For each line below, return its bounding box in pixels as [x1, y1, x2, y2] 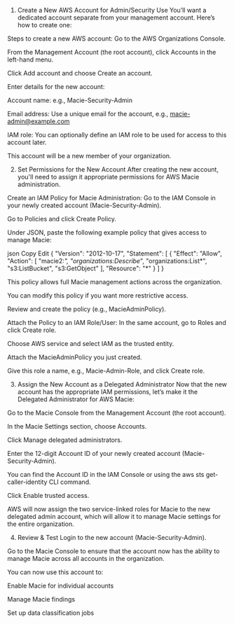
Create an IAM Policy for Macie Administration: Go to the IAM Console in [7, 194, 216, 202]
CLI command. [48, 478, 91, 486]
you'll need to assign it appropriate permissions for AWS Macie [17, 173, 200, 181]
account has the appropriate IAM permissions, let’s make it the [17, 388, 198, 396]
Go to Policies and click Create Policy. [7, 215, 117, 223]
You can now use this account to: [7, 568, 104, 576]
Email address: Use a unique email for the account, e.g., [7, 110, 169, 118]
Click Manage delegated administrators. [7, 436, 123, 444]
